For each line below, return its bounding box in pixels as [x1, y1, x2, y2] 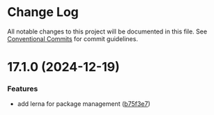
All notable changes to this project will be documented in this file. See [7, 27, 208, 36]
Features [7, 84, 38, 94]
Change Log [7, 4, 79, 20]
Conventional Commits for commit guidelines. [7, 34, 138, 43]
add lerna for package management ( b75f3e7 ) [17, 100, 151, 108]
